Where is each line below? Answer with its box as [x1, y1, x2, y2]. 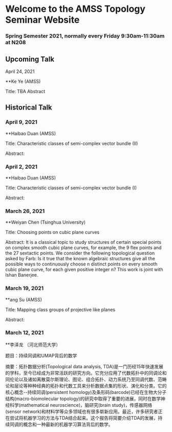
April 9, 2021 [5, 119, 37, 126]
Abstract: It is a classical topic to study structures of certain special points [5, 239, 162, 245]
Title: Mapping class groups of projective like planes [5, 307, 116, 313]
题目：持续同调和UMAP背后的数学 [5, 352, 77, 358]
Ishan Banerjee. [5, 272, 38, 278]
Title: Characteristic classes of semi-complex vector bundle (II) [5, 140, 138, 147]
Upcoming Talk [5, 55, 55, 63]
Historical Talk [5, 103, 52, 112]
